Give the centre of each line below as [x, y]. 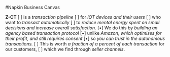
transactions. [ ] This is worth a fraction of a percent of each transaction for [85, 44]
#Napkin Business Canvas [32, 7]
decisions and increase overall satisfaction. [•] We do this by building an [81, 28]
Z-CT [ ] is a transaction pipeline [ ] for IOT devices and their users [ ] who [83, 17]
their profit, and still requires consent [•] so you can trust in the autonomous [85, 38]
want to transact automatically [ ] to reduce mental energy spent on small [82, 22]
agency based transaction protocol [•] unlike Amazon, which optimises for [83, 33]
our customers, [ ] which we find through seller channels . [65, 49]
